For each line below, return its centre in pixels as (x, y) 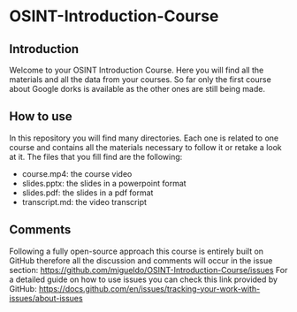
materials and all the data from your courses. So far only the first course (140, 80)
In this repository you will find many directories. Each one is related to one (144, 138)
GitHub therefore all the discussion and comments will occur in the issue (141, 260)
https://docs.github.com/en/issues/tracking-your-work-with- (149, 288)
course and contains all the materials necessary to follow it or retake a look (146, 147)
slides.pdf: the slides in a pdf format (88, 193)
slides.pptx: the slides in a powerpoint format (104, 183)
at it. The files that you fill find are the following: (96, 156)
